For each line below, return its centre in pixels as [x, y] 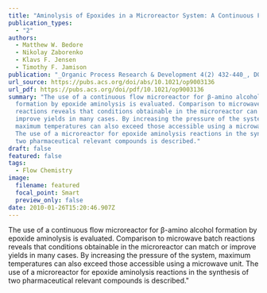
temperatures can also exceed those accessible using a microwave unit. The [133, 264]
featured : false [35, 156]
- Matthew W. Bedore [49, 45]
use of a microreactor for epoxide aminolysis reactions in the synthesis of [128, 272]
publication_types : [41, 23]
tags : [17, 164]
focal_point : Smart [48, 193]
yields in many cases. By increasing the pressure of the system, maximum [130, 256]
